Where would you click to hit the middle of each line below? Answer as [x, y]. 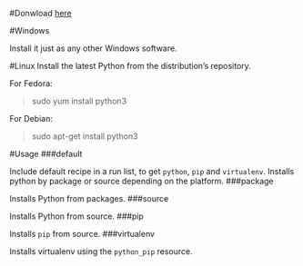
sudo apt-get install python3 [85, 136]
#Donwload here [41, 13]
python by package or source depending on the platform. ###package [142, 181]
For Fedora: [31, 84]
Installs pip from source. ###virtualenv [82, 234]
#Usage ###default [46, 154]
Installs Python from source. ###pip [76, 216]
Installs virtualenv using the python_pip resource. [101, 251]
